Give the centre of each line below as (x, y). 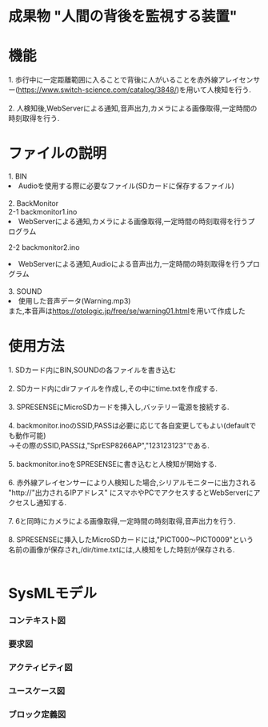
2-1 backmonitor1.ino (43, 212)
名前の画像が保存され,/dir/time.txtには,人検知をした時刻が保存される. (122, 550)
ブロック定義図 (37, 714)
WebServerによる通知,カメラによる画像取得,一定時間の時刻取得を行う (133, 222)
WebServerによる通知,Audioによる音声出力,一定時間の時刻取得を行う (132, 264)
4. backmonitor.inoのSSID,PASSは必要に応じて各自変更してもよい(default (129, 426)
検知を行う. (233, 90)
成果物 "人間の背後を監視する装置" (123, 16)
